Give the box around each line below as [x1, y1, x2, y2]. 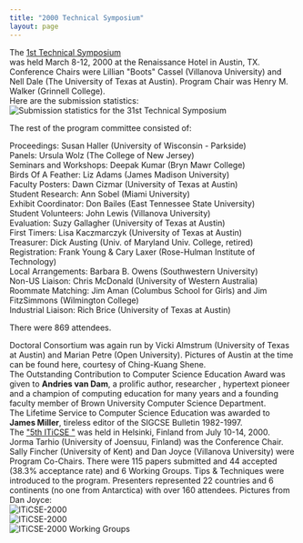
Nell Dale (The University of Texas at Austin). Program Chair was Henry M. [9, 75, 288, 86]
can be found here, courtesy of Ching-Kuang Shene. [9, 358, 207, 369]
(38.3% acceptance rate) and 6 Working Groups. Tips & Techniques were [9, 465, 285, 476]
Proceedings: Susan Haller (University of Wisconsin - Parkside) [9, 140, 247, 151]
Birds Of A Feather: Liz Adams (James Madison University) [9, 169, 230, 180]
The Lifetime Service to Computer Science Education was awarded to [9, 407, 270, 418]
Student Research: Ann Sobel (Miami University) [9, 188, 191, 199]
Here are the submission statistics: [9, 95, 139, 106]
